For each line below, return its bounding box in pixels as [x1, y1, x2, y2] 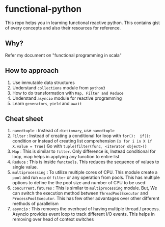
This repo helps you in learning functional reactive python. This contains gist [5, 20, 160, 26]
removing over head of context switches [12, 216, 94, 222]
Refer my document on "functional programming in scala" [5, 52, 122, 58]
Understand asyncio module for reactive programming [12, 95, 122, 101]
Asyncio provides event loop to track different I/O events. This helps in [12, 211, 155, 217]
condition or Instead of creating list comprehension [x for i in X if [12, 138, 152, 144]
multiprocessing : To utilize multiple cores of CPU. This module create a [12, 170, 158, 175]
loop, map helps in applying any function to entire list [12, 154, 120, 160]
